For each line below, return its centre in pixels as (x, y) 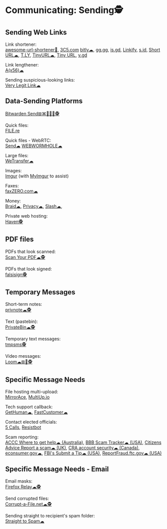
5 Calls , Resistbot (23, 427)
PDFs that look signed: (29, 269)
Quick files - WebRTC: (28, 140)
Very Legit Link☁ (23, 85)
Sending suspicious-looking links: (40, 80)
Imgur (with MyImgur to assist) (37, 176)
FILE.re (13, 130)
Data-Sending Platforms (44, 101)
